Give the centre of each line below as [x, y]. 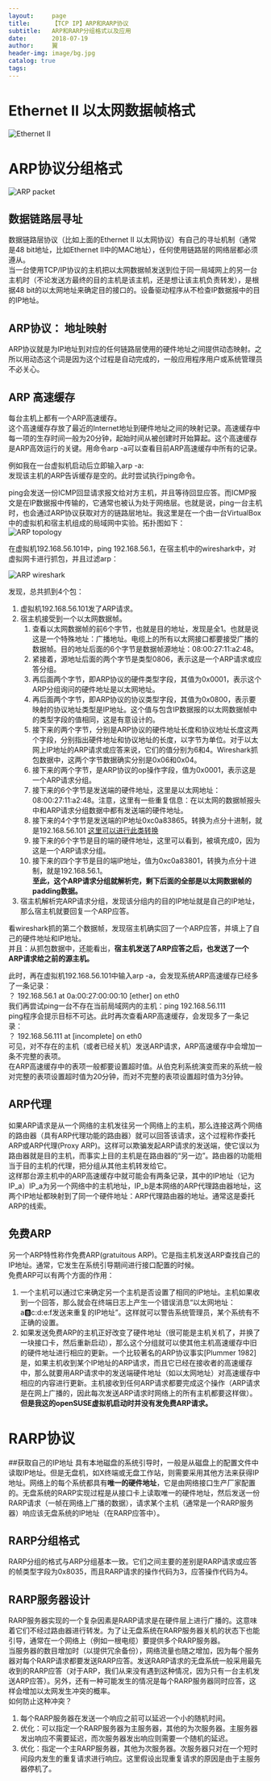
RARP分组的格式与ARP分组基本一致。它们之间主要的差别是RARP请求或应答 [133, 1562]
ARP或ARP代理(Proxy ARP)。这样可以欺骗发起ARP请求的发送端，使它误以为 [134, 1145]
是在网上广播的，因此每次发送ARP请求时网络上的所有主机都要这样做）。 [138, 1393]
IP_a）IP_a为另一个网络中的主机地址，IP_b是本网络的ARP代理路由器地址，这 [135, 1186]
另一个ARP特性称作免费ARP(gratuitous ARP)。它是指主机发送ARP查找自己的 [134, 1254]
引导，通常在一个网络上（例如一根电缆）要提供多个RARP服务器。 [117, 1641]
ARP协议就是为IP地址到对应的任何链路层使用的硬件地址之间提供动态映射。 [132, 349]
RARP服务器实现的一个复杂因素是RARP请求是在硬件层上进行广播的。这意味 [133, 1620]
